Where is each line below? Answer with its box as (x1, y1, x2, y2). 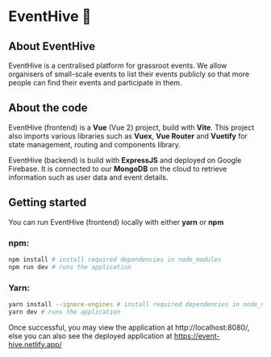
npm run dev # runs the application (8, 263, 131, 271)
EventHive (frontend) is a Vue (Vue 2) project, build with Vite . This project (8, 122, 255, 132)
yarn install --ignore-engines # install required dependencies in (8, 300, 240, 309)
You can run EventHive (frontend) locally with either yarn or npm (8, 217, 224, 226)
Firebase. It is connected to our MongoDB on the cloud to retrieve (8, 164, 227, 173)
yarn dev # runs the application (8, 308, 121, 316)
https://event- (173, 330, 220, 341)
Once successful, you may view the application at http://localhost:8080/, (8, 322, 250, 332)
